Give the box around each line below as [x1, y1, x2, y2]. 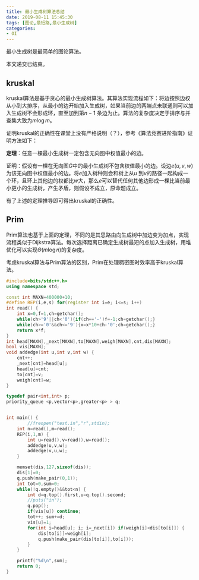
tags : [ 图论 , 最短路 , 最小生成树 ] [6, 20, 77, 26]
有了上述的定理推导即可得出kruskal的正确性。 [6, 197, 118, 204]
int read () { [6, 305, 39, 311]
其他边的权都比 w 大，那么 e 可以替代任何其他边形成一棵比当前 [37, 176, 185, 184]
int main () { [6, 415, 39, 421]
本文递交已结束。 [6, 61, 48, 68]
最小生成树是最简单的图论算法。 [6, 48, 84, 55]
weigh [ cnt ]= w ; [17, 377, 52, 383]
